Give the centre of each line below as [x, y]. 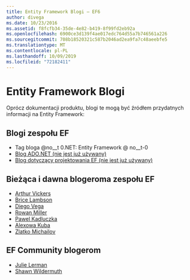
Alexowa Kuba [33, 226]
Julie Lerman [31, 264]
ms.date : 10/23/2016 [32, 23]
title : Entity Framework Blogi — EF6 [53, 12]
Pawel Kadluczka [36, 219]
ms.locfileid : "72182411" [38, 62]
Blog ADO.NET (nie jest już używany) [61, 154]
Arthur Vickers [33, 194]
